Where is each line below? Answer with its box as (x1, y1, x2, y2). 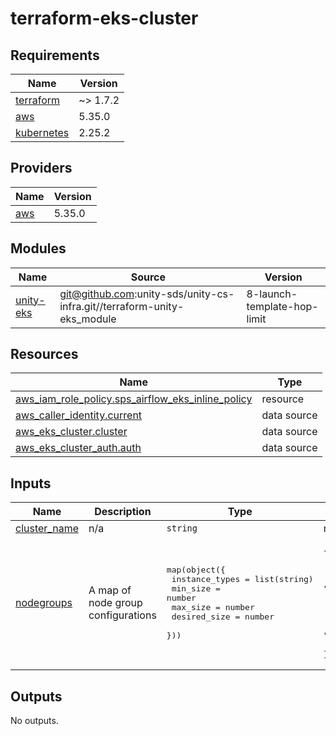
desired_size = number (171, 612, 275, 622)
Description (94, 505, 152, 519)
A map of (88, 583, 132, 597)
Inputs (10, 475, 52, 492)
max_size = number (171, 602, 255, 613)
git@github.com (59, 287, 135, 301)
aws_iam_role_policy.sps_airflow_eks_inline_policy (15, 392, 253, 406)
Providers (10, 160, 73, 177)
